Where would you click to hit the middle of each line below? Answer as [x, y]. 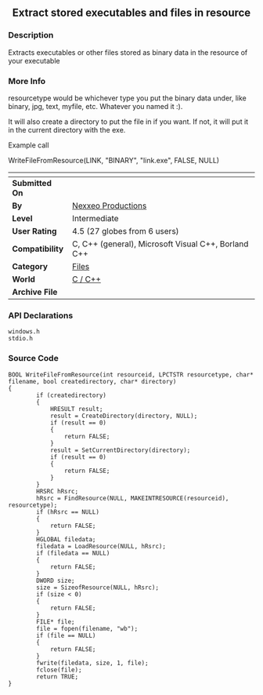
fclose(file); [59, 670]
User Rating [34, 231]
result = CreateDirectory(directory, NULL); [124, 416]
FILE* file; [56, 622]
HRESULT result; [76, 409]
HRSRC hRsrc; [58, 491]
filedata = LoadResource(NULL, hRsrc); [101, 546]
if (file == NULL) [66, 635]
